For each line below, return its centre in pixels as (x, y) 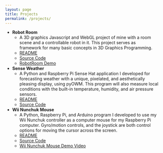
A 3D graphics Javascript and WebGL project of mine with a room (85, 37)
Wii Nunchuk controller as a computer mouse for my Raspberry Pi (85, 120)
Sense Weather (28, 68)
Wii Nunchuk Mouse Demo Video (53, 146)
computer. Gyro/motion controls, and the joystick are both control (85, 125)
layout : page (18, 9)
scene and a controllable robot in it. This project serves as (78, 43)
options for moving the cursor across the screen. (68, 130)
